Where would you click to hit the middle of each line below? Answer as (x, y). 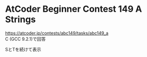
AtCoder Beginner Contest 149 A (73, 9)
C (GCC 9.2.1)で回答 (25, 39)
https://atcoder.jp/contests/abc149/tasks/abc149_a (57, 33)
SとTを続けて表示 (23, 49)
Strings (21, 19)
